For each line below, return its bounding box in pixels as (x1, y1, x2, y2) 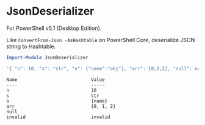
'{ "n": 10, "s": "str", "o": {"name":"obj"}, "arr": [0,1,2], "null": (6, 65, 192, 71)
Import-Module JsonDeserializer (6, 54, 88, 60)
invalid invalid (6, 114, 111, 120)
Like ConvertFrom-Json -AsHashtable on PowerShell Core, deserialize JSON (6, 36, 195, 43)
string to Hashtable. (6, 43, 56, 50)
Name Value (6, 76, 105, 83)
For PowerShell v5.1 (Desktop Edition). (6, 24, 102, 32)
